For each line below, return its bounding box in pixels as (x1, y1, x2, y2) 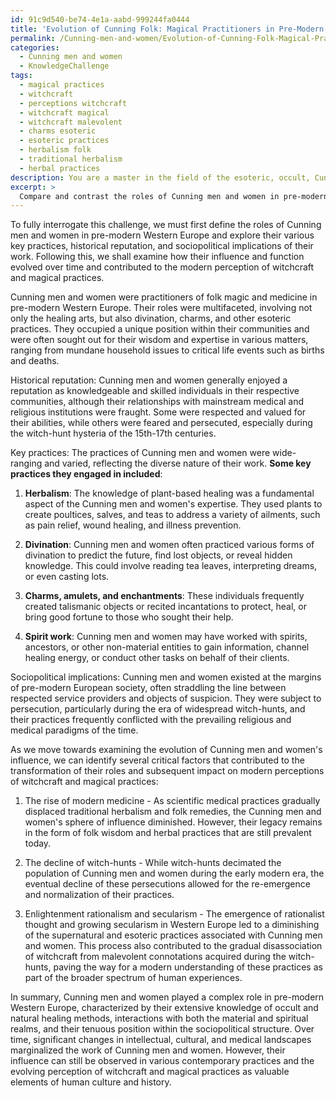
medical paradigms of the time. (10, 724, 139, 736)
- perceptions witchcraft (19, 98, 128, 108)
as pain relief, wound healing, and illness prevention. (24, 519, 242, 531)
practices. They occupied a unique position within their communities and (10, 323, 310, 335)
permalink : (10, 33, 56, 43)
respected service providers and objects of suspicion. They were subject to (10, 692, 322, 705)
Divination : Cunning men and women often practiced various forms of (24, 539, 315, 551)
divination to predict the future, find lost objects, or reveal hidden (24, 549, 293, 561)
